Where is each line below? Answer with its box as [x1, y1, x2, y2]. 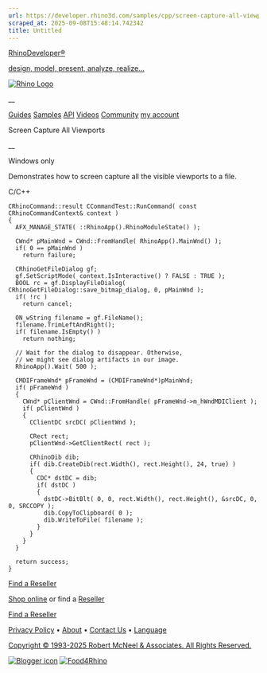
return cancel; [22, 300, 73, 308]
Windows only [8, 156, 55, 166]
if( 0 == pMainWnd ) [15, 245, 83, 252]
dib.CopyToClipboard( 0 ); [43, 509, 133, 518]
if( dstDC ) [37, 481, 77, 490]
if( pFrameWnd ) [15, 384, 69, 392]
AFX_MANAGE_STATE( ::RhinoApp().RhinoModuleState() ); [15, 224, 201, 232]
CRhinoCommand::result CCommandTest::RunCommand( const [8, 202, 197, 211]
